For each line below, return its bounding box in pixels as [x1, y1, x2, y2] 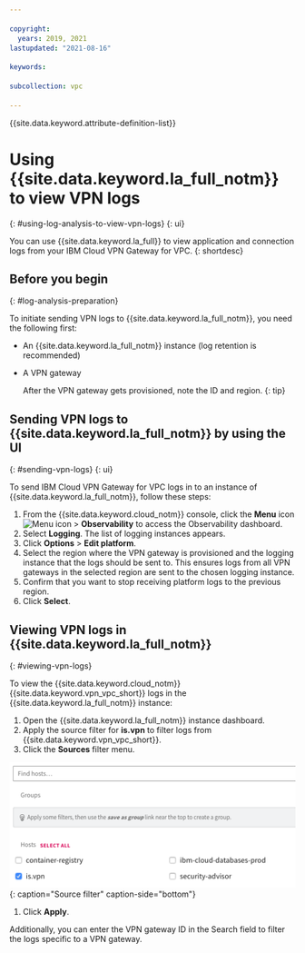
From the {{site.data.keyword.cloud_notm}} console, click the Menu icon [22, 509, 295, 520]
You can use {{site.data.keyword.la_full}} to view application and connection [9, 235, 295, 246]
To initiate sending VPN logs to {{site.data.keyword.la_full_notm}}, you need [9, 313, 293, 324]
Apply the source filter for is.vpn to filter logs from [22, 725, 212, 735]
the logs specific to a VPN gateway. [9, 933, 143, 944]
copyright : [9, 24, 51, 34]
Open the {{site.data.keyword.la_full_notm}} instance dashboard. [22, 715, 265, 726]
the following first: [9, 323, 77, 333]
